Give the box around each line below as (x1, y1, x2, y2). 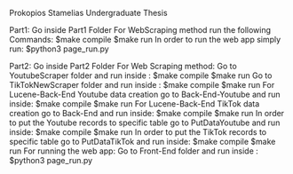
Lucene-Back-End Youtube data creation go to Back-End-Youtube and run (9, 89, 281, 99)
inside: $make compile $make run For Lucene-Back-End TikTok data (9, 99, 260, 109)
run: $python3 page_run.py (9, 43, 109, 54)
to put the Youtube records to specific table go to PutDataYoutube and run (9, 117, 281, 128)
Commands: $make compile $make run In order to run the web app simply (9, 35, 281, 44)
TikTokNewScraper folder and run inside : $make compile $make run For (9, 80, 275, 90)
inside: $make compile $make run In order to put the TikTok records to (9, 127, 267, 137)
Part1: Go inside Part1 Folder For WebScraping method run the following (9, 25, 272, 35)
